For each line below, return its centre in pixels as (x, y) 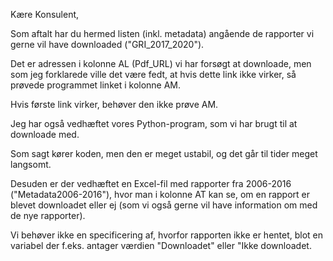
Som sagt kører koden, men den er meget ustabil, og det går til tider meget (164, 153)
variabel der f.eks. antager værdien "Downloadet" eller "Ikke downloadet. (161, 245)
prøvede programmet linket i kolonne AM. (96, 85)
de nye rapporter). (48, 215)
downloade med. (45, 134)
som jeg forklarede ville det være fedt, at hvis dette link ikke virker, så (153, 74)
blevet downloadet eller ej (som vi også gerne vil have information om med (164, 205)
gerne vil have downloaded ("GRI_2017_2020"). (107, 44)
